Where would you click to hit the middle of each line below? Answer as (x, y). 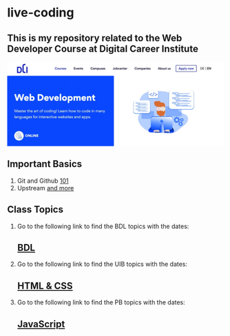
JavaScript (41, 324)
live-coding (41, 13)
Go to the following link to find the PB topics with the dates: (101, 302)
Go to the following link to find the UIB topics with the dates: (102, 264)
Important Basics (45, 164)
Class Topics (35, 210)
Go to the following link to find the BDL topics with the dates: (103, 226)
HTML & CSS (45, 285)
